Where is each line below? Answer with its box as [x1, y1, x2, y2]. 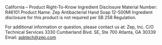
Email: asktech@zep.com [5, 34, 56, 40]
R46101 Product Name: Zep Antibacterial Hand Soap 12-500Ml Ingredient [5, 9, 153, 15]
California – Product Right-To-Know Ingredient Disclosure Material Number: [5, 4, 158, 10]
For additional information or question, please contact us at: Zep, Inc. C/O [5, 24, 154, 30]
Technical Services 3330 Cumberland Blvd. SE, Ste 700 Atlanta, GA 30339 [5, 29, 156, 35]
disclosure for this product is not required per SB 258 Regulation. [5, 15, 136, 20]
